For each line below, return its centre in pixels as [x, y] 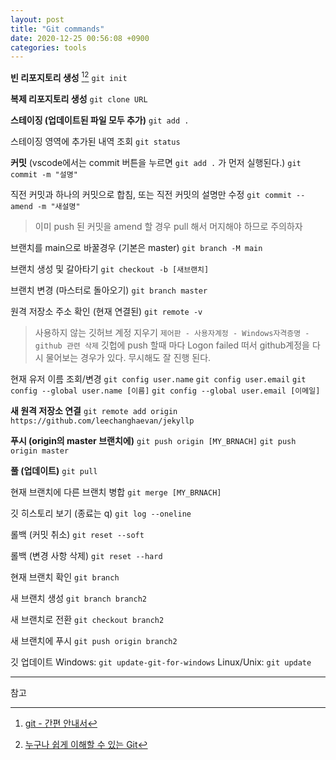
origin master [40, 451]
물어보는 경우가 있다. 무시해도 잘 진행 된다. [128, 357]
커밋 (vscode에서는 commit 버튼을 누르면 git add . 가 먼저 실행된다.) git [156, 162]
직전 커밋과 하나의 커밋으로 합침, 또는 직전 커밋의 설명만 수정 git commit [151, 194]
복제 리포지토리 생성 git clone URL [79, 98]
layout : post [37, 19]
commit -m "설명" [44, 174]
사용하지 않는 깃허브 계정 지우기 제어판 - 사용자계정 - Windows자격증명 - [172, 332]
